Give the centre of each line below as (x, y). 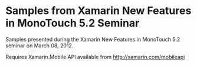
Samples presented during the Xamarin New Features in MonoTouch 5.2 (93, 39)
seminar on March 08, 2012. (40, 46)
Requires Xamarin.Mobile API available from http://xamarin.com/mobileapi (95, 57)
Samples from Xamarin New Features (98, 11)
